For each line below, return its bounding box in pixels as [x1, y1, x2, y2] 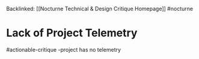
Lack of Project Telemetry [6, 26, 138, 40]
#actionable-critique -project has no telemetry [6, 46, 121, 53]
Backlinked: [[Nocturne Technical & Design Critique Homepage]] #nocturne [6, 5, 194, 12]
